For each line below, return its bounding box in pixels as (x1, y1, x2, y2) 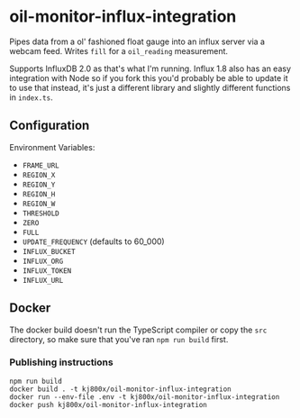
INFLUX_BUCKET (22, 247, 76, 256)
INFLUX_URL (22, 276, 64, 285)
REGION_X (22, 170, 56, 179)
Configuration (9, 118, 90, 133)
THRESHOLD (22, 209, 60, 218)
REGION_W (22, 199, 56, 208)
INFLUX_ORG (22, 257, 64, 266)
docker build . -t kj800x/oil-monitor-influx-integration (9, 385, 232, 394)
